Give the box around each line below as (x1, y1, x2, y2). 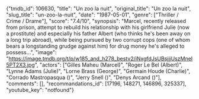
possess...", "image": (6, 49, 57, 55)
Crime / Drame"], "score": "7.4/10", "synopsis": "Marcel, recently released (6, 18, 187, 24)
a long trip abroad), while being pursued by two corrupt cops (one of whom (6, 37, 191, 43)
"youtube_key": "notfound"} (6, 87, 75, 93)
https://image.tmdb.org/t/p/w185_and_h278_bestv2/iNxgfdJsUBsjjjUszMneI (8, 55, 193, 62)
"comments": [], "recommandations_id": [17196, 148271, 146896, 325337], (6, 80, 187, 87)
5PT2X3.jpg (6, 61, 36, 68)
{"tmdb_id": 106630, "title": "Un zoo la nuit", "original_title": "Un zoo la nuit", (6, 5, 191, 12)
